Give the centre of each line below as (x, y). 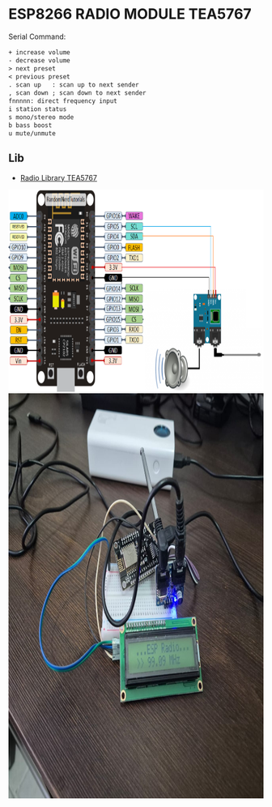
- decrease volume (39, 60)
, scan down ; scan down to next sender (78, 93)
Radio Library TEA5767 (58, 177)
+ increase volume (39, 52)
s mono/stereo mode (41, 117)
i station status (38, 109)
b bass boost (30, 125)
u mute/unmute (32, 133)
